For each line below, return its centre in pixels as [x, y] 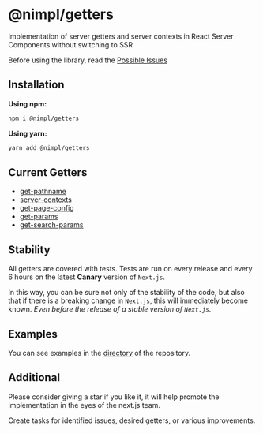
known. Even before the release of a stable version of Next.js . [110, 309]
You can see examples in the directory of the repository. [100, 353]
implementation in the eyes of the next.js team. [84, 405]
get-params [39, 216]
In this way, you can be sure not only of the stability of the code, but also [126, 293]
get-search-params [51, 225]
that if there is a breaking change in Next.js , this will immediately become [128, 300]
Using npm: [28, 103]
